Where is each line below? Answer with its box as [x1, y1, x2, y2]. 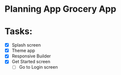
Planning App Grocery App [4, 3, 117, 15]
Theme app [11, 48, 35, 53]
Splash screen [11, 42, 41, 48]
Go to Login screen [19, 64, 58, 70]
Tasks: [4, 26, 32, 37]
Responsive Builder [11, 53, 51, 59]
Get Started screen [11, 59, 51, 65]
